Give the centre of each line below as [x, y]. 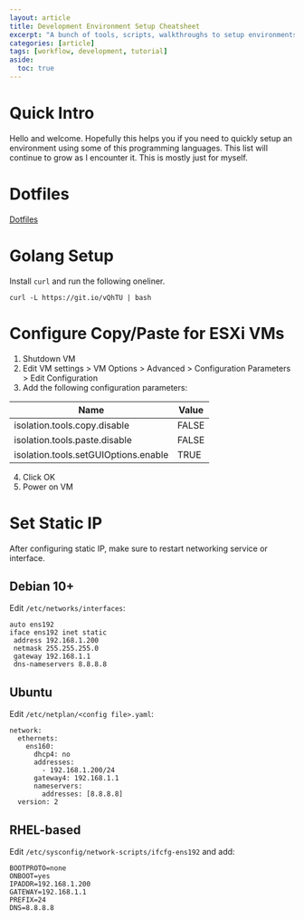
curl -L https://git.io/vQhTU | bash [81, 297]
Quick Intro [52, 113]
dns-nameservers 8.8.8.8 [60, 664]
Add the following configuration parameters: [105, 387]
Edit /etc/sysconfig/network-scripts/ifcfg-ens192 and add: [122, 852]
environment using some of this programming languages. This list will [139, 148]
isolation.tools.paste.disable [73, 440]
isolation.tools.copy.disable [71, 425]
